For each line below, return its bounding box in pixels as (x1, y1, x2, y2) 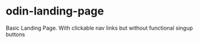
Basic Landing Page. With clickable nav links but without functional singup (6, 24, 193, 31)
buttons (6, 30, 25, 38)
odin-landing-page (6, 4, 105, 18)
